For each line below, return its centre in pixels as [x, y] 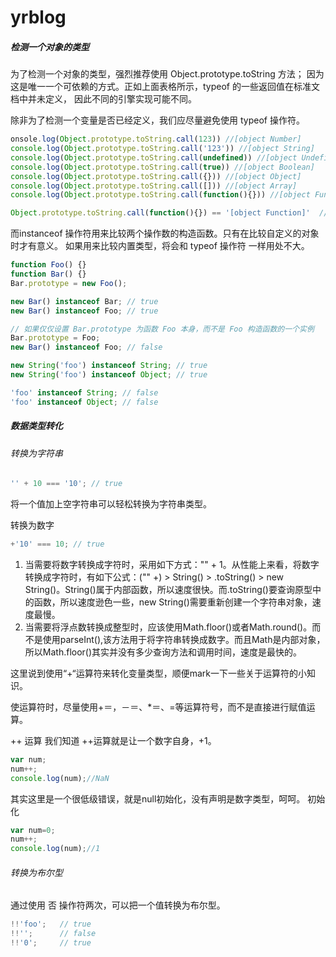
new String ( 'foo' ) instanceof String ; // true [109, 366]
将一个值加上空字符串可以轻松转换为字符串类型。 [111, 504]
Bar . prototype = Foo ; [55, 338]
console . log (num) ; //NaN [60, 778]
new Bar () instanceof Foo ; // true [84, 311]
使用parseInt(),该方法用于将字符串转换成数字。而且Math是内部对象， [184, 639]
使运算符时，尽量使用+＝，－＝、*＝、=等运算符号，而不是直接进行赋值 [158, 707]
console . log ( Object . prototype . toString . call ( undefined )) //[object [154, 157]
